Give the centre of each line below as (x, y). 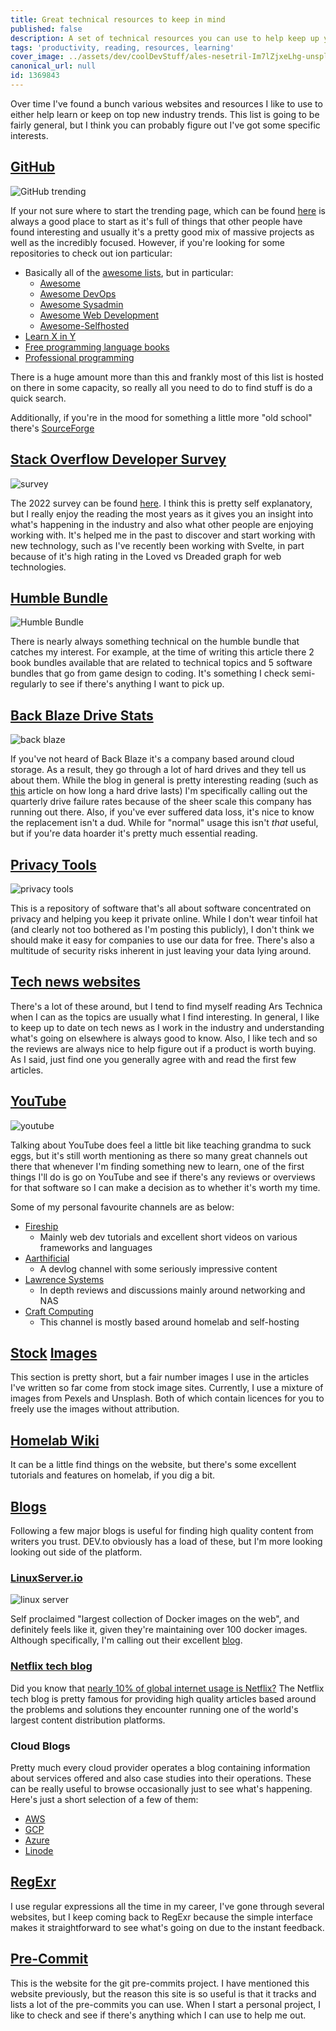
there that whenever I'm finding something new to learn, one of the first (157, 1166)
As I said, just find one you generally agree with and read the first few (153, 1059)
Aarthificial (47, 1258)
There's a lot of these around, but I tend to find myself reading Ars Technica (166, 1006)
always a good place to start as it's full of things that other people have (156, 221)
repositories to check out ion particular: (91, 253)
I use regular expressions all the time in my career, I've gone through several (167, 1906)
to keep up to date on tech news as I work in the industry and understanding (167, 1027)
